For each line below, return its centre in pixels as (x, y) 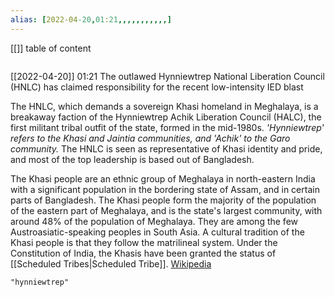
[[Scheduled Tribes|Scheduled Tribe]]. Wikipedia (111, 263)
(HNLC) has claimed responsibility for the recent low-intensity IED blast (157, 87)
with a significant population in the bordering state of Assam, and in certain (165, 189)
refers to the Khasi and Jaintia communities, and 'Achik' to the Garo (150, 138)
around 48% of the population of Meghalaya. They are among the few (154, 221)
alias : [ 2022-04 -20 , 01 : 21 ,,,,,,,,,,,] (91, 19)
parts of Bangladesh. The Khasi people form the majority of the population (163, 200)
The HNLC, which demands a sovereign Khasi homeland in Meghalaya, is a (164, 106)
